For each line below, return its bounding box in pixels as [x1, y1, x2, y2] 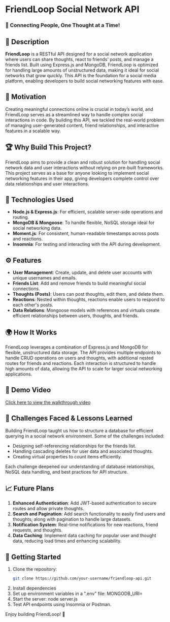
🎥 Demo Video [5, 386, 51, 394]
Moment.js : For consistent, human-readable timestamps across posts [12, 230, 159, 237]
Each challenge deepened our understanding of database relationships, [5, 463, 155, 470]
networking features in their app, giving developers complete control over [5, 175, 159, 181]
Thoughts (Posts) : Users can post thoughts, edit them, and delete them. [12, 291, 164, 297]
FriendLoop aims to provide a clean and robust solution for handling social [5, 159, 160, 165]
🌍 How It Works [5, 328, 57, 336]
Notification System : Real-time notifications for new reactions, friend [12, 522, 158, 528]
